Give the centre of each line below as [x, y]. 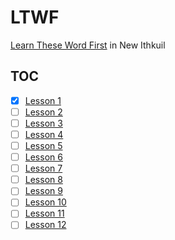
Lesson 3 [43, 123]
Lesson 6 [43, 157]
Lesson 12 [45, 225]
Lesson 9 [43, 191]
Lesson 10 [45, 202]
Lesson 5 [43, 145]
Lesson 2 [43, 112]
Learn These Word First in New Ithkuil [88, 45]
